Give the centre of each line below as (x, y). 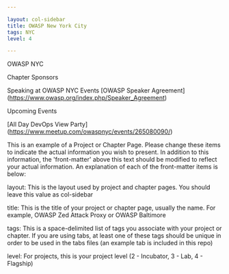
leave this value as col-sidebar (50, 195)
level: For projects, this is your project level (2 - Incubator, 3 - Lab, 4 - (105, 256)
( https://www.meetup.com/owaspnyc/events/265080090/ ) (90, 132)
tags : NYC (21, 32)
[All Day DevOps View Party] (47, 125)
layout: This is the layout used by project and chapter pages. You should (109, 187)
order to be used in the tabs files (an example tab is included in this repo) (110, 243)
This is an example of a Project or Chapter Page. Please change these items (114, 145)
